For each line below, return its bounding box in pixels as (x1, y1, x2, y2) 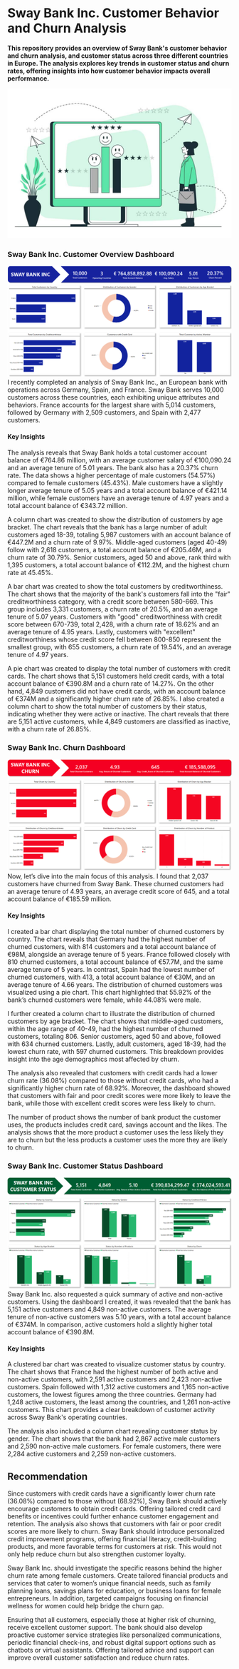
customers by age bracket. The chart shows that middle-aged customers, (7, 1017, 223, 1025)
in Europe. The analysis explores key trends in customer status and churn (7, 59, 230, 67)
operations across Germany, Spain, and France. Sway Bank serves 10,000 (7, 385, 224, 394)
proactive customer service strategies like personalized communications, (7, 1630, 222, 1639)
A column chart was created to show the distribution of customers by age (7, 515, 223, 524)
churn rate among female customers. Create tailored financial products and (7, 1571, 228, 1580)
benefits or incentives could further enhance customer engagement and (7, 1511, 219, 1521)
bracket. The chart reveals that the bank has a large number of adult (7, 522, 208, 531)
